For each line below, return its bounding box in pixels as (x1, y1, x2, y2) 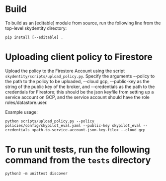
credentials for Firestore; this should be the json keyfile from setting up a (5, 89, 154, 95)
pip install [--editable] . (5, 35, 64, 40)
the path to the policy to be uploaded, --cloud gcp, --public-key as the (5, 78, 150, 84)
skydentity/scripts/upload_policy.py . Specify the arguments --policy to (5, 73, 155, 79)
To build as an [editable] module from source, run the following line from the (5, 20, 161, 26)
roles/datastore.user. (5, 99, 48, 105)
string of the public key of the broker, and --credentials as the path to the (5, 84, 155, 90)
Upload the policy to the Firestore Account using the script (5, 68, 125, 74)
